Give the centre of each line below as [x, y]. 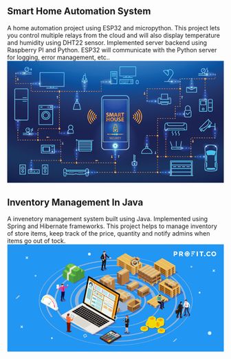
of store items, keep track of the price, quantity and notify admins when [109, 234]
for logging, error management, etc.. [58, 57]
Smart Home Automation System [79, 11]
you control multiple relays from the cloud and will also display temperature [113, 35]
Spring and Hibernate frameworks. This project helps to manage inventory [112, 226]
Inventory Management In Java [75, 202]
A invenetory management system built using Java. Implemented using [108, 219]
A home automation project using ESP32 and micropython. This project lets [113, 28]
